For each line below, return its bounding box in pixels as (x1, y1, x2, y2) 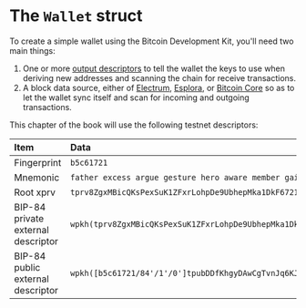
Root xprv (14, 186, 56, 199)
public (14, 261, 41, 273)
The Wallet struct (9, 5, 143, 26)
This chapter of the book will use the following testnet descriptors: (9, 119, 259, 130)
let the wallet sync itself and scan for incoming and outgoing (22, 92, 250, 103)
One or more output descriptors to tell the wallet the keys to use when (22, 63, 285, 74)
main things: (9, 45, 56, 56)
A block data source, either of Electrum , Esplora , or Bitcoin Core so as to (22, 82, 295, 93)
